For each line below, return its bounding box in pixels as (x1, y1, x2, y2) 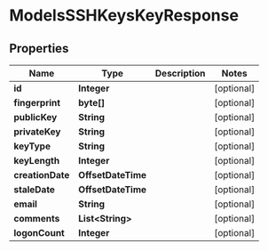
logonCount (13, 227, 65, 239)
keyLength (13, 155, 60, 166)
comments (13, 213, 60, 224)
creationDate (13, 169, 70, 181)
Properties (9, 41, 69, 56)
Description (154, 68, 206, 79)
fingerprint (13, 97, 60, 109)
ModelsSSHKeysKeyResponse (9, 5, 240, 26)
